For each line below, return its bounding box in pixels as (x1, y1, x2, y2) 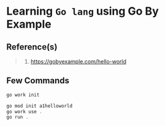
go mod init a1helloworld (6, 103, 72, 109)
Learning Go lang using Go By (6, 4, 159, 18)
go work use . (6, 108, 43, 114)
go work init (6, 92, 40, 98)
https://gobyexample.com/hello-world (30, 58, 127, 65)
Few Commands (6, 75, 69, 86)
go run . (6, 114, 29, 120)
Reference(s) (6, 42, 58, 52)
